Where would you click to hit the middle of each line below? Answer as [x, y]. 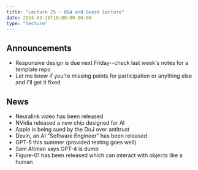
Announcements [39, 48]
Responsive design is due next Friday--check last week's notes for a [102, 63]
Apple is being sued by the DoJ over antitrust [72, 129]
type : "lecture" [27, 23]
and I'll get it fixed [38, 83]
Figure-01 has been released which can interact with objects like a [99, 155]
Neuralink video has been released [59, 116]
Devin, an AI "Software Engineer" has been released [81, 136]
